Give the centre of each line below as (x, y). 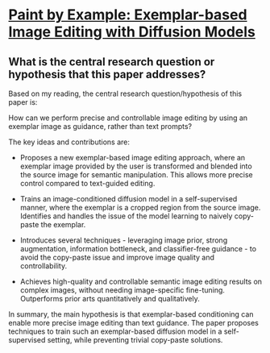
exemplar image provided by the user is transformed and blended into (136, 166)
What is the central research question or (112, 62)
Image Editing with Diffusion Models (132, 32)
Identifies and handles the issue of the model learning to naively (126, 216)
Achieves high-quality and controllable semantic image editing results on (141, 281)
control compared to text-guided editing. (87, 183)
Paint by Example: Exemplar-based (128, 15)
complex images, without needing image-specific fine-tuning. (123, 290)
